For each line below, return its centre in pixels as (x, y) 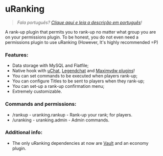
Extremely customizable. (37, 92)
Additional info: (24, 133)
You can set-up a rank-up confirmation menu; (58, 86)
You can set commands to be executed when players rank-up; (75, 76)
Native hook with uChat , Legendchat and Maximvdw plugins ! (73, 71)
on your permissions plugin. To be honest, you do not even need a (72, 37)
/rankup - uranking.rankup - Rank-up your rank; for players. (72, 115)
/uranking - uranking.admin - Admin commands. (61, 120)
